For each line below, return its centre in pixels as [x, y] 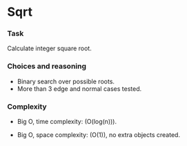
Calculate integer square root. [49, 48]
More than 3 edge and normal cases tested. [79, 88]
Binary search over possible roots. [66, 81]
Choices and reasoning [47, 66]
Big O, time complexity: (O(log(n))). [67, 122]
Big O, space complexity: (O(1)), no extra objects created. [99, 135]
